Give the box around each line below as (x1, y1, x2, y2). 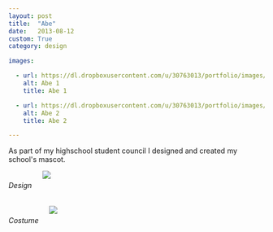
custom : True (8, 34, 53, 43)
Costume (8, 216, 39, 225)
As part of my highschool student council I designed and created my (8, 146, 238, 155)
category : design (8, 42, 67, 50)
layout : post (8, 11, 53, 20)
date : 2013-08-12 (8, 27, 75, 35)
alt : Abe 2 (23, 109, 60, 117)
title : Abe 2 (23, 116, 67, 125)
